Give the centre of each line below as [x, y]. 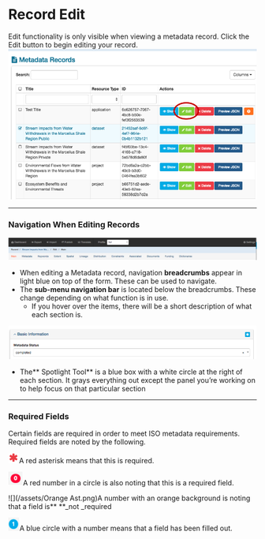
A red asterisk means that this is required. [87, 461]
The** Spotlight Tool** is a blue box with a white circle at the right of [131, 372]
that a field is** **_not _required [60, 507]
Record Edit [47, 15]
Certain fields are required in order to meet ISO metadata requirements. [124, 434]
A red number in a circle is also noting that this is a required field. [129, 483]
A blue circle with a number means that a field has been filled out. [126, 528]
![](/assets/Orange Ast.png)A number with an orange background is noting [129, 498]
